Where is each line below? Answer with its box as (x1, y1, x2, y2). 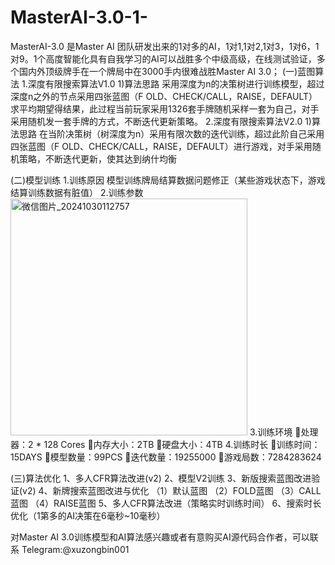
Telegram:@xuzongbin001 (21, 543, 130, 555)
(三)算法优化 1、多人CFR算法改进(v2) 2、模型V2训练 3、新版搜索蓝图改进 (10, 472, 312, 484)
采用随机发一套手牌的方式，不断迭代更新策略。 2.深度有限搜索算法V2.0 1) (10, 115, 312, 127)
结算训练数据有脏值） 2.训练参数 (10, 186, 144, 198)
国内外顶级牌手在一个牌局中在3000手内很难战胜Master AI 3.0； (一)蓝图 (18, 65, 316, 77)
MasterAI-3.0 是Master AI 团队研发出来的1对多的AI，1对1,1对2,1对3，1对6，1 (10, 40, 320, 52)
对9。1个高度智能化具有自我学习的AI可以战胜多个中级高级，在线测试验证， (10, 52, 317, 65)
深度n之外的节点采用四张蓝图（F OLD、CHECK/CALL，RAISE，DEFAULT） (10, 90, 318, 102)
